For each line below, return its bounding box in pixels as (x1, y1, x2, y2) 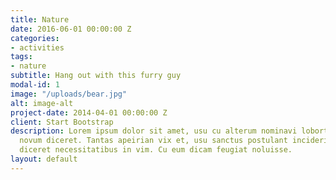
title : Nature (10, 14, 70, 25)
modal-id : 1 (10, 80, 60, 90)
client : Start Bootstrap (10, 117, 114, 127)
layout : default (10, 154, 78, 164)
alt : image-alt (10, 98, 74, 108)
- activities (10, 42, 65, 53)
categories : (10, 33, 60, 43)
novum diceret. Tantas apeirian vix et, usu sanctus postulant (19, 136, 288, 146)
